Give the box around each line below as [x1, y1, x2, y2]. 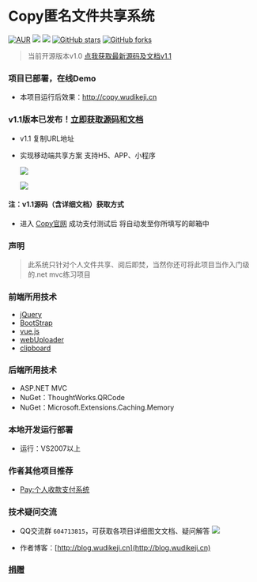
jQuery [19, 310, 42, 319]
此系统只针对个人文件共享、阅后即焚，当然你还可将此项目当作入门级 [27, 260, 250, 270]
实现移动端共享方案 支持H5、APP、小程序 [19, 150, 156, 160]
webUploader [19, 335, 65, 345]
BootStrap [19, 318, 53, 328]
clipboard [19, 343, 51, 353]
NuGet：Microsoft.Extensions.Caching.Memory [19, 402, 175, 412]
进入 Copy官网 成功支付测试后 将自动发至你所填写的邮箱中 [19, 218, 210, 228]
